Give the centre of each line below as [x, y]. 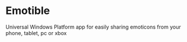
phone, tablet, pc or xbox [36, 33]
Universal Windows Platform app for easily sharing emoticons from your [93, 27]
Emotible [28, 11]
